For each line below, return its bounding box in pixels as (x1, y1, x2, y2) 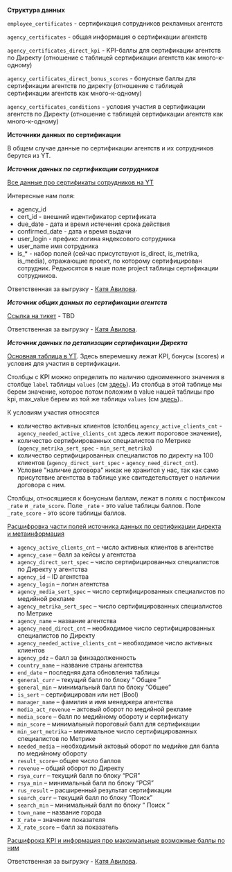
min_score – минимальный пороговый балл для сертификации (17, 720, 200, 728)
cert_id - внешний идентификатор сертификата (17, 213, 157, 220)
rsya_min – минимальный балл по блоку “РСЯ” (17, 779, 154, 787)
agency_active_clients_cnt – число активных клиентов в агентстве (17, 543, 214, 551)
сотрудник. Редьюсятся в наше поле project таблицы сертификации (17, 264, 220, 272)
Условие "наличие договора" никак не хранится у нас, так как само (17, 466, 220, 474)
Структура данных (7, 6, 66, 14)
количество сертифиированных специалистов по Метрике (17, 437, 192, 444)
